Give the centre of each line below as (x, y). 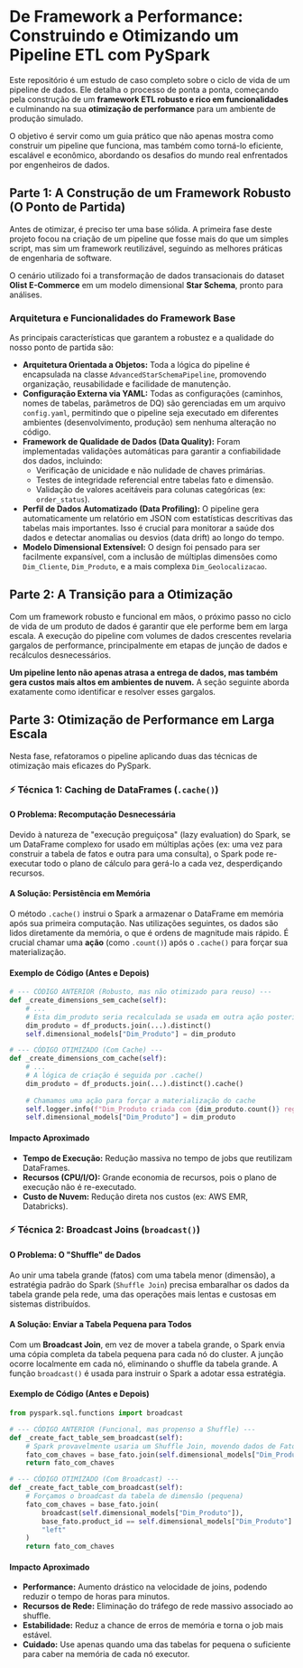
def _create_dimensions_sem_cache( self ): (88, 1000)
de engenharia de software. (61, 258)
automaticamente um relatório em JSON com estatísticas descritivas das (157, 519)
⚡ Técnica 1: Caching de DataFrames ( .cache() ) (114, 790)
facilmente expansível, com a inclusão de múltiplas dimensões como (150, 557)
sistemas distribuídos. (50, 1304)
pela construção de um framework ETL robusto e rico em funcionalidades (149, 99)
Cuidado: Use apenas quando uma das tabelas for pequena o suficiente (156, 1645)
